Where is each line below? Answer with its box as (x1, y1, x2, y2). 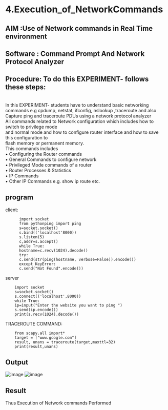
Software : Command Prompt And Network (5, 49, 145, 58)
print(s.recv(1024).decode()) (14, 312, 79, 317)
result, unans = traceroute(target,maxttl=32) (14, 339, 116, 344)
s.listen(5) (18, 234, 45, 239)
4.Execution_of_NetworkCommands (5, 4, 163, 15)
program (5, 193, 34, 202)
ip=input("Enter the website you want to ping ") (14, 302, 123, 308)
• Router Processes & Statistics (5, 167, 72, 173)
